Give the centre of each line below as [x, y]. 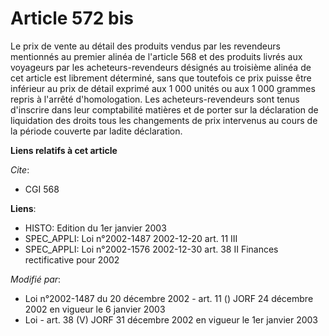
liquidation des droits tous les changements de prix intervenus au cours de [164, 120]
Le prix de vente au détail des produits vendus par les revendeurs [145, 46]
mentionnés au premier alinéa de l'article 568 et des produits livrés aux [156, 56]
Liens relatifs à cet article [64, 150]
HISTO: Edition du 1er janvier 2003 [95, 228]
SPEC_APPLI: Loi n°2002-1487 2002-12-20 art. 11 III [131, 238]
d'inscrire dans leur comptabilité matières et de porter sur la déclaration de [164, 109]
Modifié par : [36, 279]
